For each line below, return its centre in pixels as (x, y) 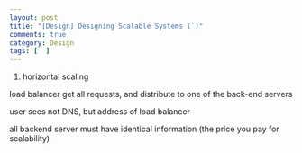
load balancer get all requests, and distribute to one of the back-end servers (151, 94)
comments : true (38, 34)
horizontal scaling (55, 76)
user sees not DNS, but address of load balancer (100, 112)
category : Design (42, 43)
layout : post (34, 18)
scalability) (30, 139)
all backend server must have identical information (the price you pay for (144, 129)
